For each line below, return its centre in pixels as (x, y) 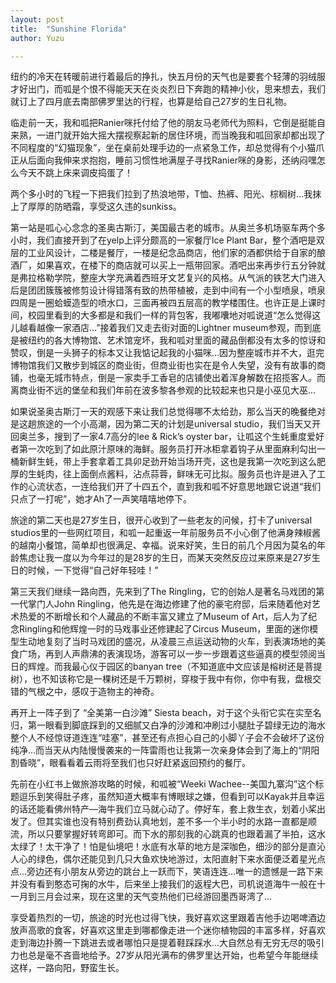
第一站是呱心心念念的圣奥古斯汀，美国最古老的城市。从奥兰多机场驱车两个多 (168, 228)
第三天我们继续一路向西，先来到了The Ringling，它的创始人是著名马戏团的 (163, 592)
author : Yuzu (37, 38)
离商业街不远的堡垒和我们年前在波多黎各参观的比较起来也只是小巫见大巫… (163, 390)
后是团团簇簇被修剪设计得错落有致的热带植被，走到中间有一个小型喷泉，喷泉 (168, 290)
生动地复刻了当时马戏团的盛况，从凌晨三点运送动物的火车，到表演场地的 (167, 642)
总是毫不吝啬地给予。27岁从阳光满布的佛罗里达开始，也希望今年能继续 (173, 955)
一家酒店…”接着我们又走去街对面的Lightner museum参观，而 (178, 328)
